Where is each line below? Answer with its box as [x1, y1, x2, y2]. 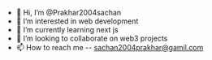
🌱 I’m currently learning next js [15, 25, 119, 34]
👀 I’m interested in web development [15, 16, 139, 26]
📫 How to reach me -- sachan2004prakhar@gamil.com [15, 43, 204, 52]
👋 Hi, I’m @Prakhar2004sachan [15, 8, 122, 17]
